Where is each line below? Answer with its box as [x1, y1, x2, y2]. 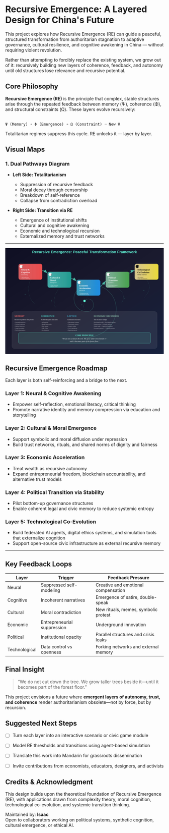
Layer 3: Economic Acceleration [5, 454, 85, 461]
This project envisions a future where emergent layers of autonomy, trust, [5, 694, 160, 700]
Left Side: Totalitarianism [12, 172, 66, 178]
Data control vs [41, 644, 72, 650]
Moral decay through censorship [20, 187, 88, 193]
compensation [95, 587, 126, 593]
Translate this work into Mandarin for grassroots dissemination [12, 753, 142, 759]
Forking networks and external [95, 644, 159, 650]
